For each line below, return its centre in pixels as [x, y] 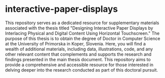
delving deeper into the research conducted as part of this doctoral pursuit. [82, 70]
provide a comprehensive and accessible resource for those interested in [79, 65]
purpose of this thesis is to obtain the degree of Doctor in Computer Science [83, 39]
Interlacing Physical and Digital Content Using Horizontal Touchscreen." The [82, 33]
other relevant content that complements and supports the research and [78, 54]
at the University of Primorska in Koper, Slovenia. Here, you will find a [76, 43]
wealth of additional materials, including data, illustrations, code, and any [79, 49]
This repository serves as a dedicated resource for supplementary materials [82, 23]
